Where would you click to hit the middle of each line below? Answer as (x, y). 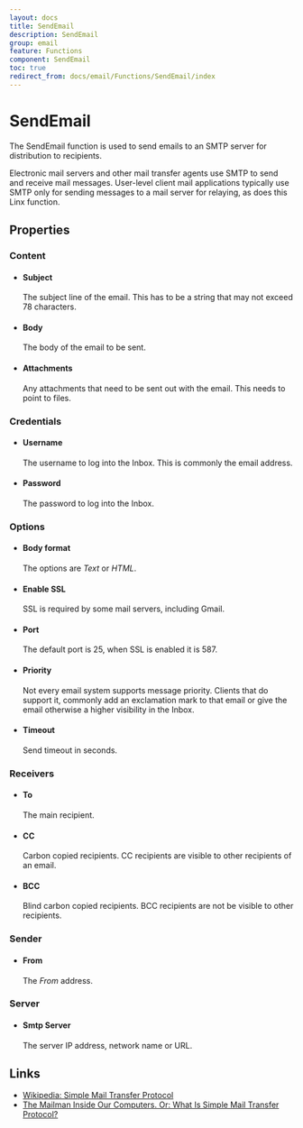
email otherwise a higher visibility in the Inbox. (109, 710)
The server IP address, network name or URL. (107, 1045)
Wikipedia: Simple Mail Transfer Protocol (98, 1096)
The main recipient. (58, 815)
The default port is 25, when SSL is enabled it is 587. (120, 649)
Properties (40, 230)
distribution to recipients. (55, 155)
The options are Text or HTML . (79, 568)
